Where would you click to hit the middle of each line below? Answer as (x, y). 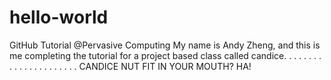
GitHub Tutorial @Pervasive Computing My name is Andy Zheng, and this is (165, 45)
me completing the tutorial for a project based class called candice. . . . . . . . (165, 55)
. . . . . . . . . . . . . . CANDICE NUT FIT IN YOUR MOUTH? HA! (130, 66)
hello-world (59, 17)
